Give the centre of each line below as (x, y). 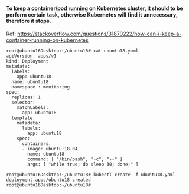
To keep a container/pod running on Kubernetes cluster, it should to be (94, 8)
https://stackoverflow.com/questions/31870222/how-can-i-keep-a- (100, 34)
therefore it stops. (29, 21)
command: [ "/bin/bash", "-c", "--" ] (75, 159)
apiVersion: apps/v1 (32, 56)
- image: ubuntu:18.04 (50, 149)
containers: (36, 144)
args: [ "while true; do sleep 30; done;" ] (83, 165)
